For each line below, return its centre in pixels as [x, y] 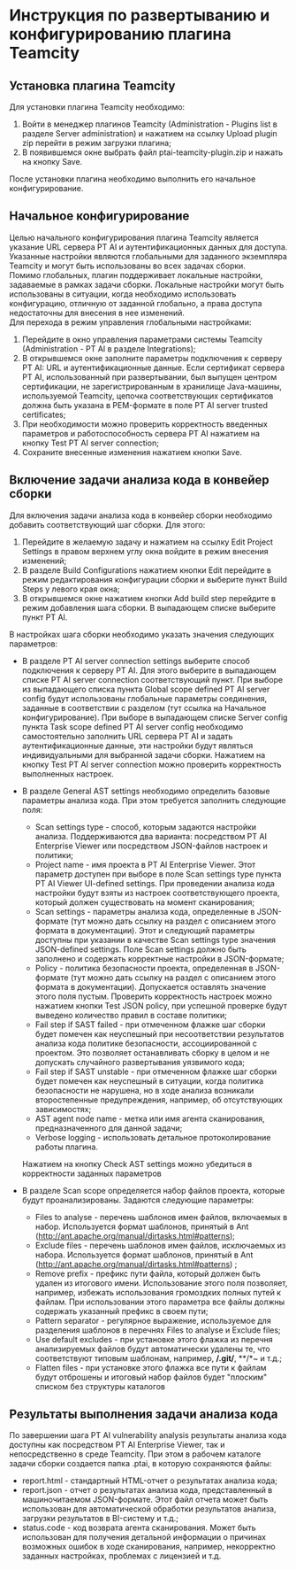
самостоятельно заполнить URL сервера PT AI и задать [127, 736]
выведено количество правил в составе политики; [131, 1015]
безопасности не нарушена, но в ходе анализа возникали [144, 1090]
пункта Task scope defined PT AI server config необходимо [133, 726]
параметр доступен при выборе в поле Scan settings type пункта [158, 874]
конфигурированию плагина [120, 34]
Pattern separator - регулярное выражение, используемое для [153, 1320]
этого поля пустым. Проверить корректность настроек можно [153, 996]
